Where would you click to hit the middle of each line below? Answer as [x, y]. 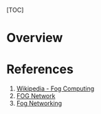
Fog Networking [39, 104]
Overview [35, 38]
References [40, 69]
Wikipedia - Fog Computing [55, 88]
